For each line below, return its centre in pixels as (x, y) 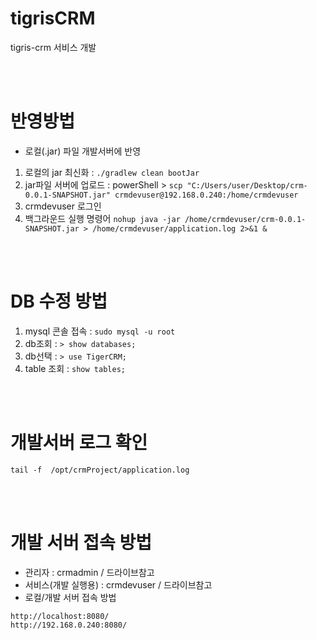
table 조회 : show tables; (75, 368)
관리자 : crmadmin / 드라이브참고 (89, 572)
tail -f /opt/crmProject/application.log (100, 470)
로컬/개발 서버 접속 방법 (70, 597)
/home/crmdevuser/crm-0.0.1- (245, 219)
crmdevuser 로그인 (63, 206)
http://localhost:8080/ (60, 616)
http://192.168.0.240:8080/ (69, 625)
